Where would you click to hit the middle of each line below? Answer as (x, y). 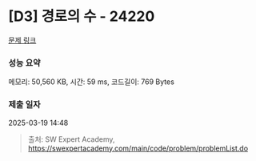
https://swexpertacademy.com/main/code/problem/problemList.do (138, 148)
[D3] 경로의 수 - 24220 (82, 16)
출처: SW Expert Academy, (71, 139)
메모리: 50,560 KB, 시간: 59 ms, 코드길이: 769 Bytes (91, 82)
